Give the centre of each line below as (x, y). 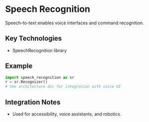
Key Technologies (34, 38)
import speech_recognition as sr (40, 77)
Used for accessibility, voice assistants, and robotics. (67, 114)
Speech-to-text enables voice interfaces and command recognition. (74, 23)
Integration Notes (33, 102)
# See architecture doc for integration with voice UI (63, 87)
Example (19, 66)
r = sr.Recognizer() (27, 82)
